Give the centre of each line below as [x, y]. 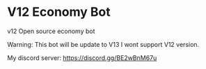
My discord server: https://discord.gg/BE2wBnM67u [82, 58]
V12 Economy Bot [59, 12]
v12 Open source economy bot [51, 31]
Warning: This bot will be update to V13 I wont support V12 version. [103, 44]
